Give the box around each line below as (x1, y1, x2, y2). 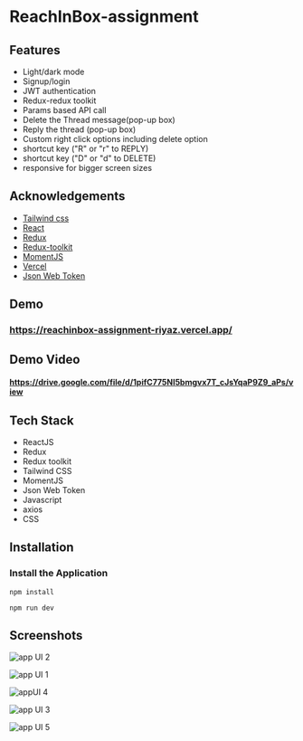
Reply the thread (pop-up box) (22, 124, 137, 135)
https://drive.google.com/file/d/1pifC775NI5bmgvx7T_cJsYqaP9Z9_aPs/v (9, 377, 294, 388)
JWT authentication (22, 86, 97, 96)
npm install (9, 587, 54, 596)
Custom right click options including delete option (22, 134, 208, 144)
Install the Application (9, 567, 109, 580)
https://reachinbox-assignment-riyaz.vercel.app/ (9, 324, 232, 337)
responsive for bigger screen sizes (22, 163, 152, 173)
